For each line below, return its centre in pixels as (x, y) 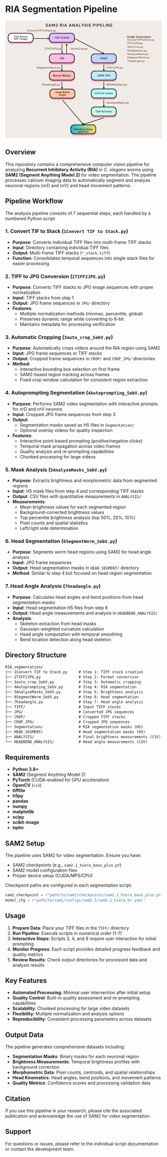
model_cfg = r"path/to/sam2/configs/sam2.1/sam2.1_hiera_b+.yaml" (75, 900)
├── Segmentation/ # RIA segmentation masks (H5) (74, 727)
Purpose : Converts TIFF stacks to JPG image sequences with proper (83, 287)
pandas (20, 801)
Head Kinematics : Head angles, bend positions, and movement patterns (86, 1078)
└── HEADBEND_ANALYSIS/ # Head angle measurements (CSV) (77, 742)
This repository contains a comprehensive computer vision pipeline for (78, 164)
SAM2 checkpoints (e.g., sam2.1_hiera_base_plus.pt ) (67, 865)
